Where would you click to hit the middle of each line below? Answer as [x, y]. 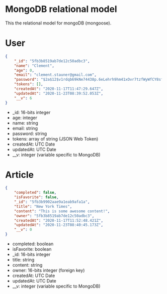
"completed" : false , [35, 193]
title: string [23, 260]
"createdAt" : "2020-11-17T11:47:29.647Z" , [59, 89]
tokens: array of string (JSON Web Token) [55, 139]
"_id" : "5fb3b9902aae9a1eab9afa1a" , [52, 202]
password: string [30, 134]
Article [19, 175]
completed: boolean [33, 244]
